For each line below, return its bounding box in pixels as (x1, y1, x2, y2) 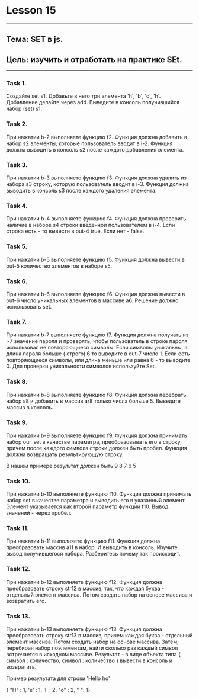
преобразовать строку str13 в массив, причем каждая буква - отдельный (6, 632, 193, 639)
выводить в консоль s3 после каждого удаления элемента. (6, 187, 157, 194)
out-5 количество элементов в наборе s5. (6, 262, 113, 270)
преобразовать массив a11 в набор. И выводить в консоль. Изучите (6, 544, 178, 551)
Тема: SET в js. (6, 34, 63, 44)
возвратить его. (6, 597, 46, 604)
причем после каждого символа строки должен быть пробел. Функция (6, 444, 188, 451)
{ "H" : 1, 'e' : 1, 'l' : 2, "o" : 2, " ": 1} (6, 687, 91, 693)
